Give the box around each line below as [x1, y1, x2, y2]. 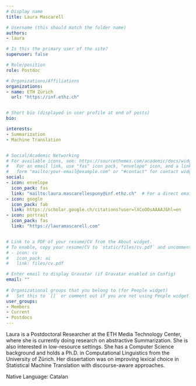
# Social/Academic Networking [6, 153, 80, 158]
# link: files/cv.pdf [6, 261, 64, 267]
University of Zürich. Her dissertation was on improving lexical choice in [6, 356, 179, 363]
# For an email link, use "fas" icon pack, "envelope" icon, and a [6, 163, 179, 170]
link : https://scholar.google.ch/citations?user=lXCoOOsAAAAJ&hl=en [11, 207, 181, 213]
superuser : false [6, 51, 48, 57]
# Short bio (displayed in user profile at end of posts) [6, 110, 150, 116]
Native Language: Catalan [6, 373, 68, 380]
